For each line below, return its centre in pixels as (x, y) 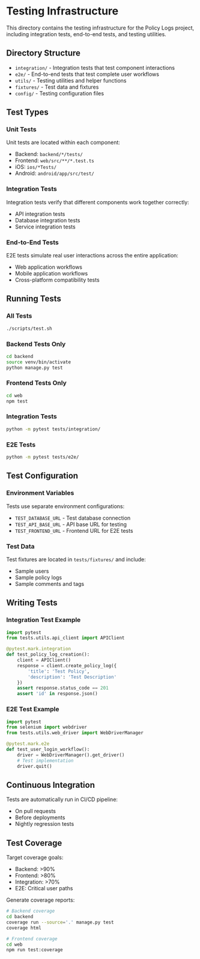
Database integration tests (47, 220)
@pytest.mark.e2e (28, 744)
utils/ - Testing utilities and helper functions (71, 80)
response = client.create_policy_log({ (67, 665)
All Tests (19, 316)
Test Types (28, 112)
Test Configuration (42, 476)
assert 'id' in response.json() (57, 694)
